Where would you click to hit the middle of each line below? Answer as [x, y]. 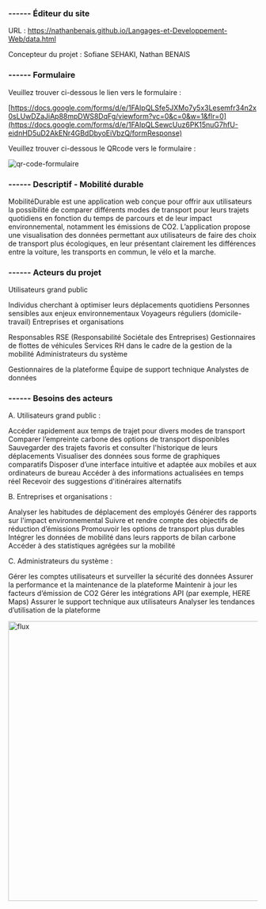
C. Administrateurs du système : [61, 561]
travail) [20, 322]
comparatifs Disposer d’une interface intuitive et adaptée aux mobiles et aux [133, 464]
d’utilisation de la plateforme [54, 610]
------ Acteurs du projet [55, 272]
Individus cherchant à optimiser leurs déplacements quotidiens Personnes [129, 305]
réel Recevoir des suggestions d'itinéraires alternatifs [95, 481]
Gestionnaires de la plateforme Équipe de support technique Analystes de [129, 369]
